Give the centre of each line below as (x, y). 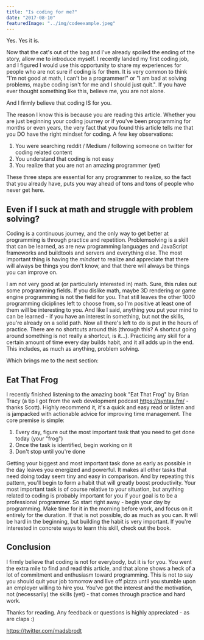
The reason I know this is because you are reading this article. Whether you (101, 115)
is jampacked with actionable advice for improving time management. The (99, 414)
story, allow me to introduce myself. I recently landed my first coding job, (98, 59)
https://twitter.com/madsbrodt (44, 630)
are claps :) (20, 619)
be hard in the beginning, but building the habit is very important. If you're (99, 522)
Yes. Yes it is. (23, 41)
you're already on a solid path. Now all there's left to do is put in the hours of (102, 323)
